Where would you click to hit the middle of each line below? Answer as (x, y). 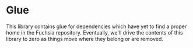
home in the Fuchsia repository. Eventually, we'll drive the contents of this (94, 32)
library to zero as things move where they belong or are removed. (85, 39)
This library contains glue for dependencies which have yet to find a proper (96, 26)
